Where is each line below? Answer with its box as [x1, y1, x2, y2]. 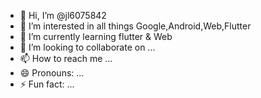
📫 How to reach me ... [19, 53, 113, 64]
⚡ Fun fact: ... [19, 78, 75, 90]
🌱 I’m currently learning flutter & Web [19, 31, 173, 42]
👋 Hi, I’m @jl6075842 [19, 10, 107, 21]
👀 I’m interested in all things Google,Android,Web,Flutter [19, 20, 252, 32]
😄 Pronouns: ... [19, 67, 85, 79]
